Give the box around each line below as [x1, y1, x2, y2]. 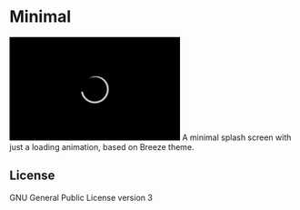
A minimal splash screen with [181, 132, 292, 143]
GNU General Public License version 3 [9, 192, 153, 203]
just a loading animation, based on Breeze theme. [9, 141, 195, 152]
